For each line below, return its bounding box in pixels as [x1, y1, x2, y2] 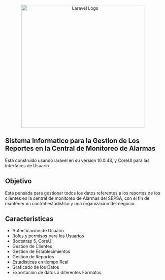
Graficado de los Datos [12, 264, 59, 270]
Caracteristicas [5, 215, 54, 223]
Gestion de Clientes [12, 244, 53, 249]
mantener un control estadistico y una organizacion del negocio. [5, 200, 136, 206]
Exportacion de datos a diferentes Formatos [12, 270, 102, 276]
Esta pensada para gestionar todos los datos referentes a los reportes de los [5, 190, 161, 196]
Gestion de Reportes [12, 254, 54, 260]
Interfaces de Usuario [5, 162, 49, 168]
